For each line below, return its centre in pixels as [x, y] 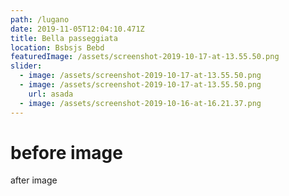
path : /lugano [40, 19]
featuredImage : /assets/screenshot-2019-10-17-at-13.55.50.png [145, 57]
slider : [26, 66]
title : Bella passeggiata [64, 38]
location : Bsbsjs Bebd [57, 47]
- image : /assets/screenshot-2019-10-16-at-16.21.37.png [140, 103]
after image [34, 180]
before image [66, 152]
